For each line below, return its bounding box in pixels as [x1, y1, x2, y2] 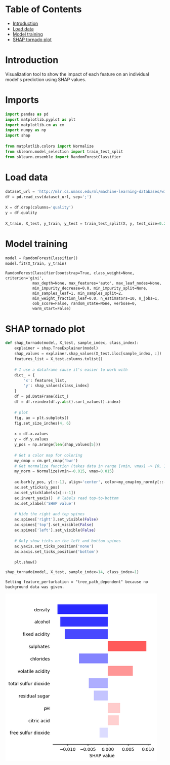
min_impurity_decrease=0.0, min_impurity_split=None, [32, 286, 148, 291]
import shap [5, 133, 30, 138]
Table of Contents [5, 4, 82, 15]
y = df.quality [5, 211, 37, 216]
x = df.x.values [14, 431, 49, 437]
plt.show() [14, 560, 37, 565]
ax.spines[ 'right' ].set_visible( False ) [14, 517, 99, 522]
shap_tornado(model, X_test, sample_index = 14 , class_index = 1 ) [5, 570, 139, 575]
